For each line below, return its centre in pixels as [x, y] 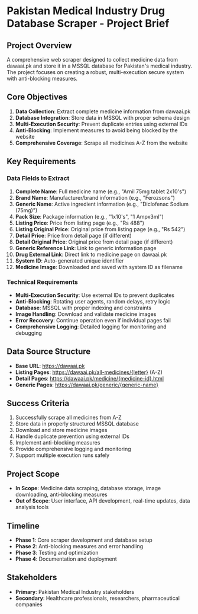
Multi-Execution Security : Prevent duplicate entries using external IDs [101, 124]
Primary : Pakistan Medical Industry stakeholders [75, 591]
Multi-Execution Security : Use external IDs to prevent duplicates [95, 295]
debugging [28, 332]
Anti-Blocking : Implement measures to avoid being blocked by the [96, 130]
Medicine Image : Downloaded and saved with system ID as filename [99, 267]
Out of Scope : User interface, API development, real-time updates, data [103, 501]
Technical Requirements [43, 282]
